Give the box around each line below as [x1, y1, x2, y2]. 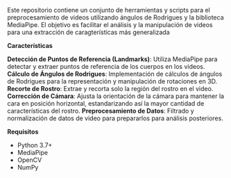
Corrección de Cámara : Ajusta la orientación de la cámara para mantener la [7, 92, 224, 100]
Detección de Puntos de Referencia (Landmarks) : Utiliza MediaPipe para [7, 55, 218, 63]
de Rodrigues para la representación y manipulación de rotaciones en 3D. [7, 77, 218, 86]
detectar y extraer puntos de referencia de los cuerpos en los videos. [7, 63, 205, 70]
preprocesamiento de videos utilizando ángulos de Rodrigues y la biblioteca [7, 13, 224, 22]
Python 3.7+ [17, 141, 53, 149]
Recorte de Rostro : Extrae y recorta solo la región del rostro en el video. [7, 85, 214, 92]
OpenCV [17, 156, 42, 164]
